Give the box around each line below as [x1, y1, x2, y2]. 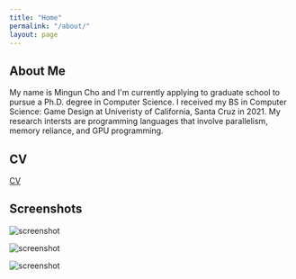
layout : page [9, 30, 58, 39]
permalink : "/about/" [9, 22, 91, 31]
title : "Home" [9, 13, 63, 22]
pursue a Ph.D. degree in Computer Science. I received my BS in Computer [9, 96, 287, 108]
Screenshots [9, 202, 83, 217]
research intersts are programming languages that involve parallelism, [9, 116, 268, 127]
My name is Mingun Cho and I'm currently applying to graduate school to [9, 87, 281, 98]
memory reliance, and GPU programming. [9, 125, 164, 136]
